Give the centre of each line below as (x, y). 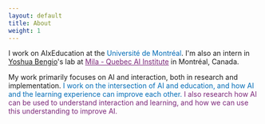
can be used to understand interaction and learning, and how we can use (129, 103)
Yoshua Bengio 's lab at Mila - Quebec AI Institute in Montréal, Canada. (124, 62)
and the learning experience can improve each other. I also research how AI (132, 94)
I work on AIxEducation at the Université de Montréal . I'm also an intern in (129, 54)
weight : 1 (25, 30)
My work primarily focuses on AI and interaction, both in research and (123, 78)
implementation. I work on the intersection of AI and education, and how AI (131, 86)
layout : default (35, 16)
